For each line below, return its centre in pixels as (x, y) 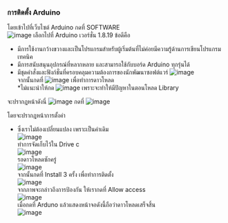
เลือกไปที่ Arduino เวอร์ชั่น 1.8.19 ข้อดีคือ (82, 35)
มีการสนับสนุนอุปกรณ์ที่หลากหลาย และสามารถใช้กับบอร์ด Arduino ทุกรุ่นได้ (103, 65)
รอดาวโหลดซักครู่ (37, 159)
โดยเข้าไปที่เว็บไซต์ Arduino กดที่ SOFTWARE (64, 28)
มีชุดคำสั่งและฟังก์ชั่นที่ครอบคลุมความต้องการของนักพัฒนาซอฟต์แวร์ (93, 72)
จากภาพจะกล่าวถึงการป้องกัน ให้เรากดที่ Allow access (82, 190)
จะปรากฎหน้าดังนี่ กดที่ (46, 101)
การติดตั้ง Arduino (34, 12)
